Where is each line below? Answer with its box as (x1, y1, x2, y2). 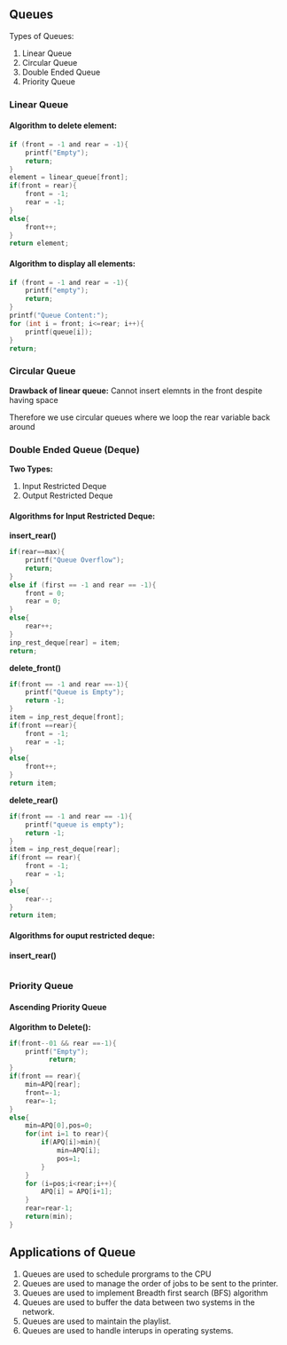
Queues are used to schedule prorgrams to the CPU (21, 1269, 212, 1279)
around (9, 421, 35, 431)
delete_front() (9, 662, 62, 673)
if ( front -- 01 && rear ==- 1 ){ (9, 1039, 117, 1048)
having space (9, 394, 59, 405)
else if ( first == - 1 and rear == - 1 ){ (9, 581, 157, 589)
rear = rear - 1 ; (25, 1204, 74, 1213)
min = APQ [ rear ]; (25, 1080, 81, 1089)
